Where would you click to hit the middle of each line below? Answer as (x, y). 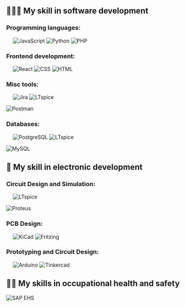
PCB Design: (25, 224)
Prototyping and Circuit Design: (53, 252)
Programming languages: (44, 28)
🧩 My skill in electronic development (74, 167)
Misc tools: (23, 84)
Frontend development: (41, 56)
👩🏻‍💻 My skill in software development (77, 11)
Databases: (23, 124)
